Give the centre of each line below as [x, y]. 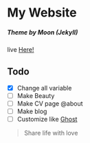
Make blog [32, 111]
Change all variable [44, 88]
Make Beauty [36, 96]
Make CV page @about [50, 104]
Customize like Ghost [47, 120]
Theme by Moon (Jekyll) [43, 32]
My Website [42, 13]
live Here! [21, 50]
